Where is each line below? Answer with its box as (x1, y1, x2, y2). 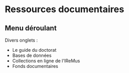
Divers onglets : (5, 37, 38, 43)
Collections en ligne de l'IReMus (12, 58, 80, 64)
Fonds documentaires (12, 63, 58, 69)
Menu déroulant (5, 24, 57, 32)
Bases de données (12, 52, 52, 58)
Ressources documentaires (5, 4, 124, 15)
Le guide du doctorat (12, 47, 57, 53)
